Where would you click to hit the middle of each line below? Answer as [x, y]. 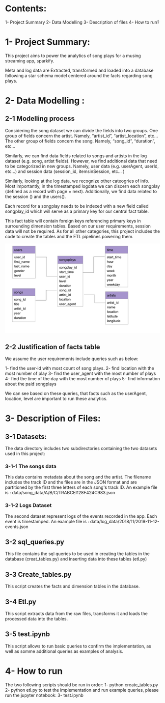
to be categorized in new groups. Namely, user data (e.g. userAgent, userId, [82, 166]
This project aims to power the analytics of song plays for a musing [73, 56]
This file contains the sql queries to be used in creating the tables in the [77, 554]
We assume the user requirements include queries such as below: [72, 359]
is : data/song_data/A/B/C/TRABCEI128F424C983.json [60, 493]
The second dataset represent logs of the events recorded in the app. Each [81, 516]
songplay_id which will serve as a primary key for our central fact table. [77, 211]
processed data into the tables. [36, 619]
